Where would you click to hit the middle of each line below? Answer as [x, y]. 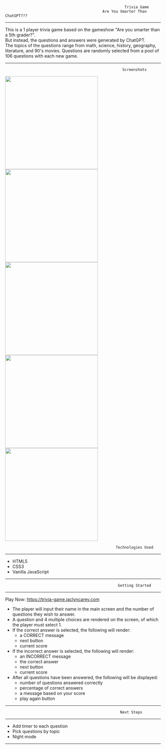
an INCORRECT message [45, 656]
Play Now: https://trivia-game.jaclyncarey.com [52, 599]
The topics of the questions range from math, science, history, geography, [81, 45]
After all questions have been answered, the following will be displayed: [85, 677]
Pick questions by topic [36, 731]
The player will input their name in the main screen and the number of [83, 609]
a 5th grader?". [20, 35]
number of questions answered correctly [61, 683]
